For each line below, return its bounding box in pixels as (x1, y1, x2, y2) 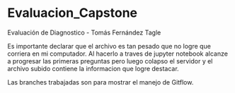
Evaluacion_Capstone (7, 5, 138, 21)
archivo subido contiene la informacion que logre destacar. (7, 64, 179, 73)
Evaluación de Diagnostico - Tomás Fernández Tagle (7, 28, 161, 37)
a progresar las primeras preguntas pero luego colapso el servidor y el (7, 56, 213, 65)
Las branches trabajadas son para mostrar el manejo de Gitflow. (7, 77, 194, 86)
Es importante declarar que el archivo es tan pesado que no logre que (7, 42, 211, 50)
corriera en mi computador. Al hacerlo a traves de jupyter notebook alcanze (7, 49, 229, 58)
